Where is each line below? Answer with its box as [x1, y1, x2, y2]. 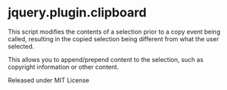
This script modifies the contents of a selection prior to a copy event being [8, 27, 221, 36]
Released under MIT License [8, 76, 89, 84]
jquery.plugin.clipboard [8, 5, 147, 21]
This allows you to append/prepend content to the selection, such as [8, 55, 203, 63]
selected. [8, 42, 35, 50]
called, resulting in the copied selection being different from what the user [8, 34, 219, 43]
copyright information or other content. [8, 63, 120, 71]
